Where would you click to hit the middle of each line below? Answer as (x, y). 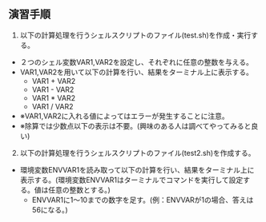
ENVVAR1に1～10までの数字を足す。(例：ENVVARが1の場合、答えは (143, 200)
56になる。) (50, 209)
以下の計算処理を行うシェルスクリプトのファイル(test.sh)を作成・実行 (135, 35)
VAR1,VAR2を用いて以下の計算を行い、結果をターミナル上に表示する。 (137, 72)
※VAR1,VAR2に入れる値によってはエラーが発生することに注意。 (125, 116)
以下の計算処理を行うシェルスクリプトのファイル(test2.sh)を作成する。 (137, 153)
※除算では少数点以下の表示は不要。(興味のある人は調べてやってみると (135, 125)
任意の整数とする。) (79, 189)
